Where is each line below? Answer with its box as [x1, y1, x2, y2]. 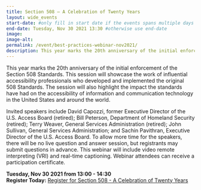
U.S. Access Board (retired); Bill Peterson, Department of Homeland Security [6, 114, 195, 121]
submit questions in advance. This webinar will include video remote [6, 146, 175, 153]
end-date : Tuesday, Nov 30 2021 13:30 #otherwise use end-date [6, 25, 167, 32]
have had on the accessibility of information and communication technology [6, 89, 193, 96]
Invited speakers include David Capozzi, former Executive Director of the [6, 107, 186, 114]
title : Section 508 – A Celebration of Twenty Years [6, 8, 141, 15]
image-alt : [6, 37, 33, 43]
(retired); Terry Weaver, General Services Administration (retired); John [6, 120, 181, 128]
